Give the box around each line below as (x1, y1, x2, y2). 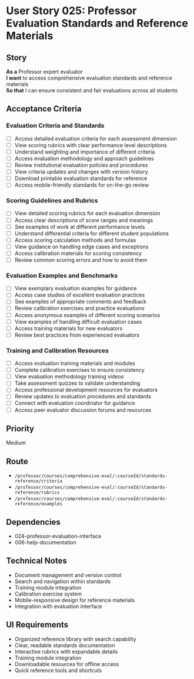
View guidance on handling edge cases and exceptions (14, 243, 149, 250)
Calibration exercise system (14, 590, 82, 597)
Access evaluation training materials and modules (14, 360, 135, 367)
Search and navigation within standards (14, 578, 111, 585)
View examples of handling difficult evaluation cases (14, 318, 142, 325)
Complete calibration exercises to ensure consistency (14, 367, 145, 374)
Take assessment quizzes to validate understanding (14, 380, 141, 387)
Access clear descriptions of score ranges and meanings (14, 217, 153, 224)
